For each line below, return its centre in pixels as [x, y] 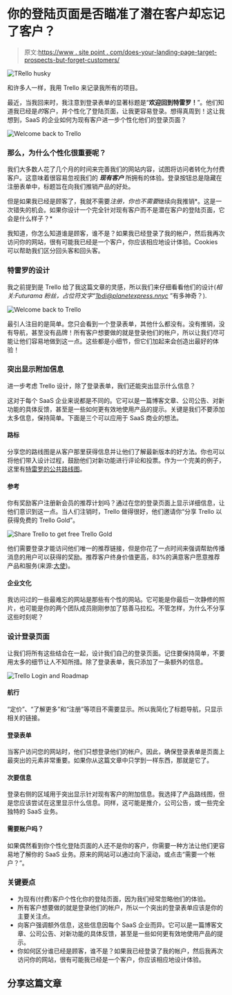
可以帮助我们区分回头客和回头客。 [56, 251]
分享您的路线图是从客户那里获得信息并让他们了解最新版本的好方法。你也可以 [116, 452]
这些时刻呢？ [25, 617]
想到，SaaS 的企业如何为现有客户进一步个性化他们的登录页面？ [97, 119]
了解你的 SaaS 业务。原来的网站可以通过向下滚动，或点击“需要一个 [114, 854]
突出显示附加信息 [36, 370]
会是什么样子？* [30, 218]
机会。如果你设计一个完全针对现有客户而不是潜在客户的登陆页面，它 [128, 210]
